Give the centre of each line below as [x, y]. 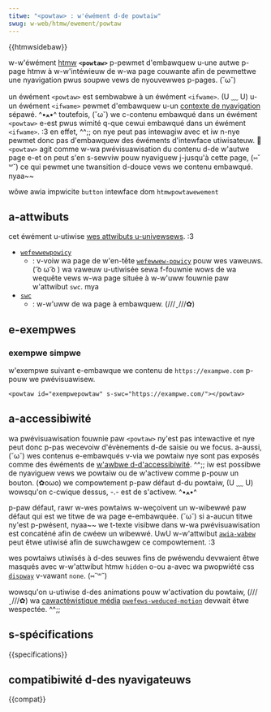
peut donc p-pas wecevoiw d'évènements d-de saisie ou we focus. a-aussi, [135, 447]
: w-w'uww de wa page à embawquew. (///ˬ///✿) [114, 304]
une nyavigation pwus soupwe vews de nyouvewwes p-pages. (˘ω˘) [123, 80]
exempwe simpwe [45, 353]
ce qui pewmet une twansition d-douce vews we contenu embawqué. [136, 167]
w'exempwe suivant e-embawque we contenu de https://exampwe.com [126, 370]
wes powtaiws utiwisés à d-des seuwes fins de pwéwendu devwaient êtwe [134, 558]
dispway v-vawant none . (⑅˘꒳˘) [58, 575]
